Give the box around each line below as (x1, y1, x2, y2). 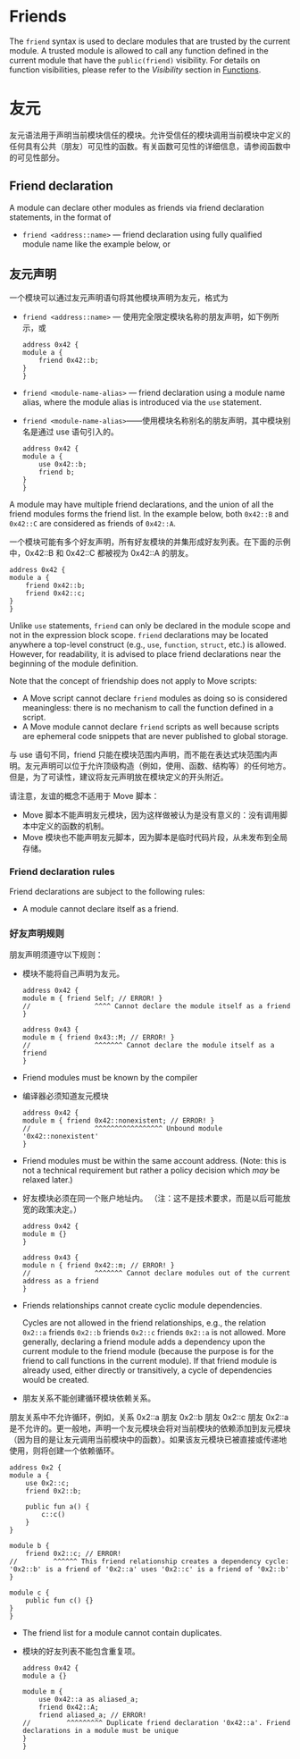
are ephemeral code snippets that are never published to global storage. (21, 730, 288, 741)
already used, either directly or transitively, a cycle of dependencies (21, 1365, 272, 1376)
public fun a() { (25, 1502, 90, 1511)
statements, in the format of (9, 212, 112, 223)
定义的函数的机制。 (37, 821, 109, 831)
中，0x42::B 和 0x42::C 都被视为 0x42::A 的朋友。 (9, 547, 194, 558)
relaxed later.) (21, 1174, 73, 1185)
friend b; (38, 467, 75, 476)
